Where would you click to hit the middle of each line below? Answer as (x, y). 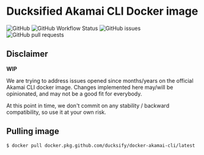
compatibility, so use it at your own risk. (56, 112)
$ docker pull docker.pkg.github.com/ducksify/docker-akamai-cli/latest (101, 145)
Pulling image (33, 131)
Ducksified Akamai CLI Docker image (102, 11)
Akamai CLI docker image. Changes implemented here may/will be (90, 87)
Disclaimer (27, 54)
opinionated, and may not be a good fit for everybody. (74, 94)
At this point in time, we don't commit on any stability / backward (88, 105)
